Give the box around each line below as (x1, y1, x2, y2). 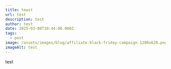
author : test (5, 21, 33, 27)
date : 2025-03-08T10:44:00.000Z (5, 26, 74, 31)
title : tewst (5, 7, 33, 13)
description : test (5, 17, 44, 22)
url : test (5, 12, 26, 17)
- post (10, 36, 24, 41)
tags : (5, 31, 17, 36)
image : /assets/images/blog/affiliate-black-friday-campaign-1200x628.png (5, 40, 167, 45)
